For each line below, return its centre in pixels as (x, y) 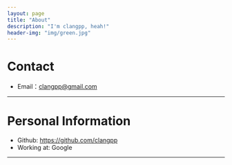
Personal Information (69, 121)
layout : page (26, 13)
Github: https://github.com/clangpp (67, 140)
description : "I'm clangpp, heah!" (58, 26)
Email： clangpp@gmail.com (57, 87)
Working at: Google (45, 148)
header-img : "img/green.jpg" (49, 33)
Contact (31, 67)
